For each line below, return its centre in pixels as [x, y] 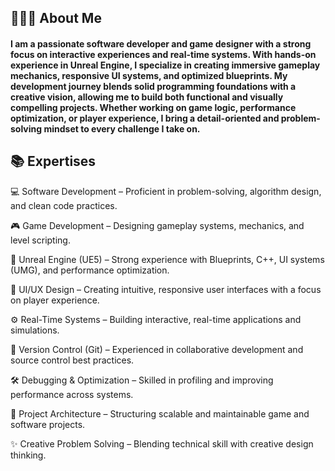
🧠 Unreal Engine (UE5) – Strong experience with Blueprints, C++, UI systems [167, 259]
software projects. [48, 424]
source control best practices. [72, 360]
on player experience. [55, 300]
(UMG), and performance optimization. [90, 270]
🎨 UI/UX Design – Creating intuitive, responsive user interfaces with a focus [166, 289]
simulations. [35, 330]
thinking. [28, 455]
